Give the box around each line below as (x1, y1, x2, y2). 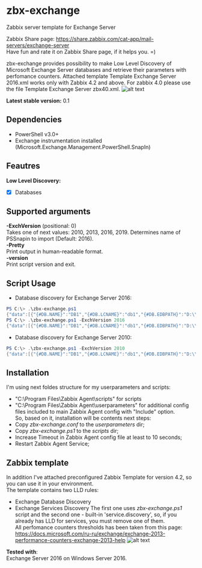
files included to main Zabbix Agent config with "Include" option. (14, 408, 176, 415)
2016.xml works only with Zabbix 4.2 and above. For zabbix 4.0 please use (6, 79, 191, 86)
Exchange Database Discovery (14, 498, 91, 505)
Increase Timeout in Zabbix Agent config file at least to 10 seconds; (14, 434, 182, 441)
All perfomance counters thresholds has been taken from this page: (14, 524, 183, 531)
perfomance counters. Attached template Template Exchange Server (6, 72, 176, 80)
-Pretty (6, 242, 25, 249)
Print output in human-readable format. (6, 248, 103, 255)
